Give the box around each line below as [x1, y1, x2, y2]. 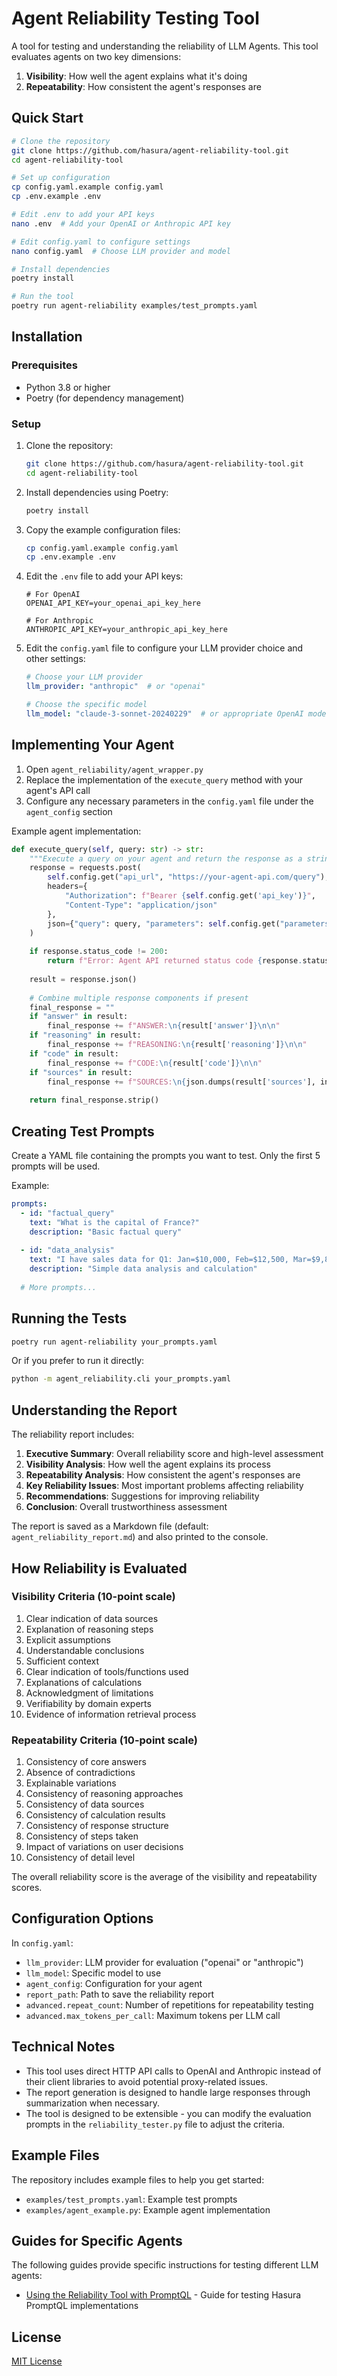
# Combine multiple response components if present [29, 993, 249, 1003]
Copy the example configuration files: [25, 523, 181, 536]
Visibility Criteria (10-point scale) [11, 1590, 176, 1604]
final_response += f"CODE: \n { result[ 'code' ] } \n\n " [47, 1058, 263, 1068]
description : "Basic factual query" [29, 1227, 183, 1237]
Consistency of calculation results [25, 1809, 166, 1821]
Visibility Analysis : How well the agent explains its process [25, 1458, 271, 1471]
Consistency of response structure [25, 1820, 169, 1832]
